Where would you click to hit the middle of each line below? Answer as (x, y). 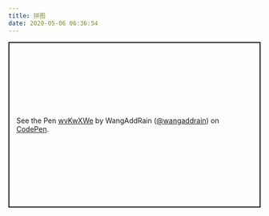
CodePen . (33, 128)
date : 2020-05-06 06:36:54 (53, 23)
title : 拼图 (27, 16)
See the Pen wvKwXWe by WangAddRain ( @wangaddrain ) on (118, 120)
